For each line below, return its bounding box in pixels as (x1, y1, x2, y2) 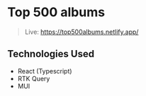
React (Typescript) (17, 66, 72, 75)
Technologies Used (7, 48, 94, 60)
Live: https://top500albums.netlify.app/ (24, 28, 139, 36)
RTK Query (17, 74, 50, 83)
